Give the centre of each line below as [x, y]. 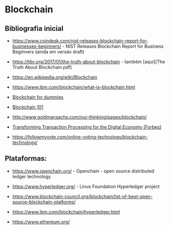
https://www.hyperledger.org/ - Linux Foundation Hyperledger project [86, 186]
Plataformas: [26, 159]
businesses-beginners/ [37, 46]
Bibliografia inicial [34, 29]
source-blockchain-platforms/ [44, 202]
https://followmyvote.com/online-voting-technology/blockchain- [80, 137]
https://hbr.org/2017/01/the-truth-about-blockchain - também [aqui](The [89, 62]
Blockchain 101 [28, 107]
